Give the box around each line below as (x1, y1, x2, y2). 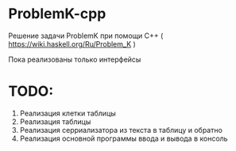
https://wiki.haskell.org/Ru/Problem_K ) (8, 39, 137, 48)
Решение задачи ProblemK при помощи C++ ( (8, 31, 164, 40)
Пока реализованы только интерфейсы (8, 55, 141, 64)
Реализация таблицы (19, 116, 91, 126)
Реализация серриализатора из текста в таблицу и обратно (19, 125, 222, 134)
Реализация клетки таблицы (19, 108, 117, 118)
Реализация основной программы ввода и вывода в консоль (19, 134, 228, 143)
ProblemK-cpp (8, 5, 106, 23)
